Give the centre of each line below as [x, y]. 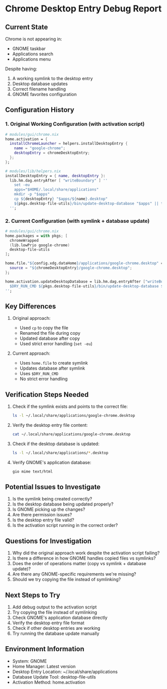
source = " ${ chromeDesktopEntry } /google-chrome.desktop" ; [71, 268]
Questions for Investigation [48, 541]
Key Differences [31, 306]
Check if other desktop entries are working [56, 628]
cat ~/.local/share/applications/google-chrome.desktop [71, 434]
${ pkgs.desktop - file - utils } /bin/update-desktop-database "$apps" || [86, 203]
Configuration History [40, 110]
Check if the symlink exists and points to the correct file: [70, 406]
